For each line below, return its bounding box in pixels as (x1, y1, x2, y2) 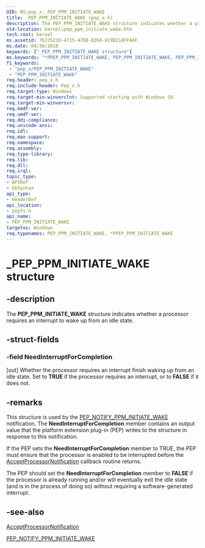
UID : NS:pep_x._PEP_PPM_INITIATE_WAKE (6, 9, 105, 15)
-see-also (6, 506, 45, 517)
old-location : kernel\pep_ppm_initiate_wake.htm (6, 26, 132, 32)
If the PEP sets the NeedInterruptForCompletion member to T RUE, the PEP (6, 445, 196, 452)
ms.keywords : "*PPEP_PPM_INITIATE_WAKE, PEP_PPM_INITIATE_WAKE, (6, 54, 173, 60)
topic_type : (6, 174, 37, 180)
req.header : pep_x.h (6, 77, 59, 83)
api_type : (6, 191, 32, 197)
